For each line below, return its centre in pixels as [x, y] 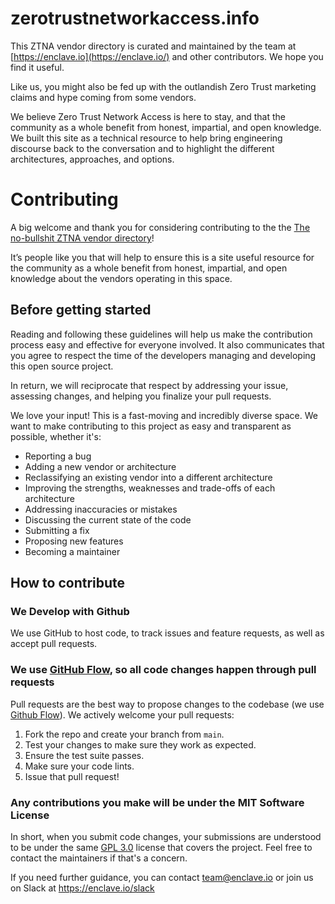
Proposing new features [74, 541]
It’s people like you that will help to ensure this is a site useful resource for [162, 257]
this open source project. [62, 366]
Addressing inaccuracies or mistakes [101, 509]
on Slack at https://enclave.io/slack [82, 888]
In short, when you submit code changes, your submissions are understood [166, 836]
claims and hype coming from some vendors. [103, 97]
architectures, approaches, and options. [92, 159]
